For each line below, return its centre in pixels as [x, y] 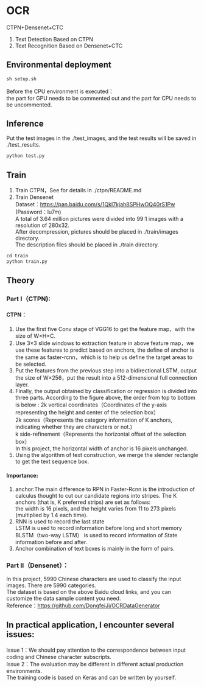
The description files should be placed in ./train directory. [87, 245]
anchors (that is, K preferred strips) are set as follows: [83, 502]
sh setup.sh [21, 79]
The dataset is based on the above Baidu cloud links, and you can [89, 591]
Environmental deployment [59, 65]
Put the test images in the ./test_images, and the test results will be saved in [101, 138]
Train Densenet [34, 197]
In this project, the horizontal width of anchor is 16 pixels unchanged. [102, 448]
